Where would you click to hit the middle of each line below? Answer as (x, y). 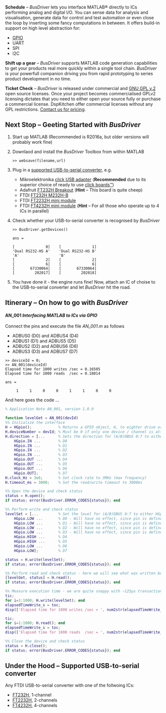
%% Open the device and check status (44, 491)
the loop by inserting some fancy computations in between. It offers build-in (83, 23)
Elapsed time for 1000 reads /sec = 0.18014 (53, 374)
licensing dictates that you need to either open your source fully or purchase (83, 99)
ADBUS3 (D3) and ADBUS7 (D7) (45, 352)
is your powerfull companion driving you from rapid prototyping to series (79, 73)
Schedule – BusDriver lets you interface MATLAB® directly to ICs (71, 7)
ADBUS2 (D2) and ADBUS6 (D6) (45, 346)
